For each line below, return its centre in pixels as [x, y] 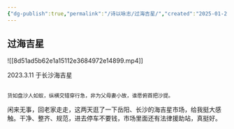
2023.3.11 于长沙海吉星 [40, 75]
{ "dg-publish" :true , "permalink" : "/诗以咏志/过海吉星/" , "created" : [102, 14]
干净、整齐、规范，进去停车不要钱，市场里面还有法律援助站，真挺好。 [120, 119]
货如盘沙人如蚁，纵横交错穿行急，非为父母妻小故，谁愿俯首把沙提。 [90, 96]
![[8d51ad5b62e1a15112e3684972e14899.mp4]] [75, 61]
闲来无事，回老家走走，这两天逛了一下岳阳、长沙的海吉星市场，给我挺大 [111, 109]
